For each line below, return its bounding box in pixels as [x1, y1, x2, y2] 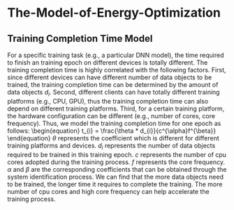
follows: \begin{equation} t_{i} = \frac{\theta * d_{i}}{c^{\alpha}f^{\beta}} [7, 127, 217, 135]
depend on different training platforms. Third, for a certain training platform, [7, 104, 225, 113]
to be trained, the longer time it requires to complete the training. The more [7, 179, 223, 188]
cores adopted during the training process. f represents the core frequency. [7, 158, 226, 166]
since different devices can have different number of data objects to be [7, 73, 212, 81]
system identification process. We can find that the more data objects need [7, 172, 224, 181]
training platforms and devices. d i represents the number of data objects [7, 141, 216, 151]
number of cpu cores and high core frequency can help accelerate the [7, 187, 210, 195]
